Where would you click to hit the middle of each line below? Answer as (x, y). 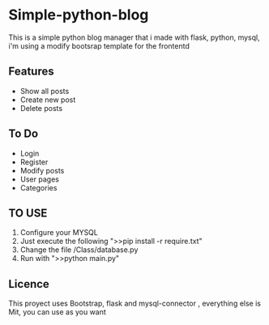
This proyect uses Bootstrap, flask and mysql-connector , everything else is (135, 304)
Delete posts (41, 108)
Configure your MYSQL (59, 233)
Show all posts (45, 91)
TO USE (28, 213)
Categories (38, 187)
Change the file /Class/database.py (79, 250)
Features (31, 72)
